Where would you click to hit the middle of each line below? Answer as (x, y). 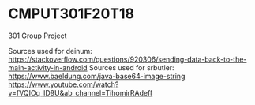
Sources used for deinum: (50, 51)
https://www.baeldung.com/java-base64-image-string (97, 76)
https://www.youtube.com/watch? (64, 84)
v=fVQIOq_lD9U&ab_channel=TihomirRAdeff (81, 92)
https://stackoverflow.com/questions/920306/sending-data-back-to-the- (127, 59)
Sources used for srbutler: (132, 67)
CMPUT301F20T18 (71, 14)
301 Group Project (37, 36)
